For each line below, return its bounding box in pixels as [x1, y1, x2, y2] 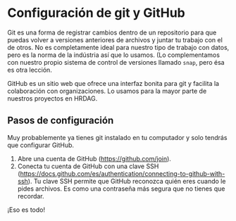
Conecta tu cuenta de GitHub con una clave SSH [17, 162, 159, 170]
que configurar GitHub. [7, 141, 75, 149]
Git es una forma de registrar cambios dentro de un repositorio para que [7, 28, 217, 37]
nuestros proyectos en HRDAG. [7, 94, 98, 103]
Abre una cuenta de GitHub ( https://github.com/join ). [17, 154, 171, 163]
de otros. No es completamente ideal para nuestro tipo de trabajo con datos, [7, 43, 230, 51]
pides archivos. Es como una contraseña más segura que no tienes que [17, 184, 225, 193]
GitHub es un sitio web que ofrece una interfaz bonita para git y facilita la [7, 79, 220, 87]
